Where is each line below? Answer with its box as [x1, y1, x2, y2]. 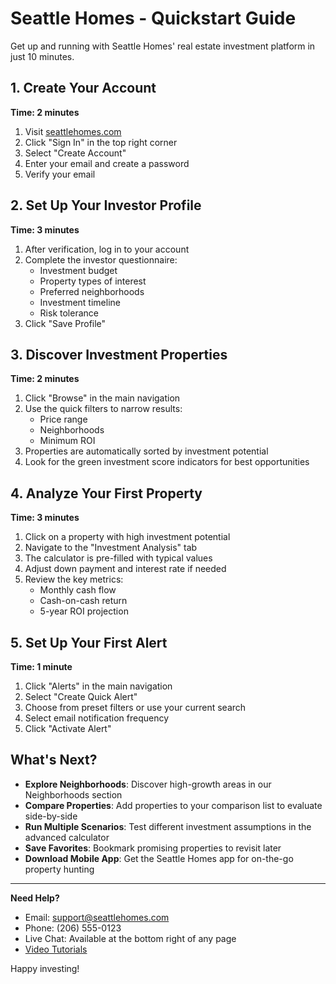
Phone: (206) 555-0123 [24, 922, 122, 934]
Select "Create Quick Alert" [24, 691, 138, 702]
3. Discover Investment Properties [10, 346, 228, 363]
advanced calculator [24, 831, 110, 843]
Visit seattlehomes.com [24, 125, 122, 137]
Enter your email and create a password [24, 157, 190, 169]
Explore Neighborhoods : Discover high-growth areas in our [24, 778, 272, 790]
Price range [39, 413, 88, 426]
